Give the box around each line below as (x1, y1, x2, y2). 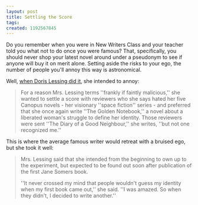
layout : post (6, 8, 38, 15)
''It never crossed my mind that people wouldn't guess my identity (20, 180, 181, 187)
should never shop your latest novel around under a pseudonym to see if (6, 54, 183, 61)
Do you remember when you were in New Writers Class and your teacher (6, 41, 184, 48)
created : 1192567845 (6, 25, 57, 31)
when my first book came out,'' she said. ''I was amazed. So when (20, 186, 181, 193)
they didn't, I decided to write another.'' (20, 192, 116, 199)
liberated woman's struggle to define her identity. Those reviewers (20, 114, 183, 121)
